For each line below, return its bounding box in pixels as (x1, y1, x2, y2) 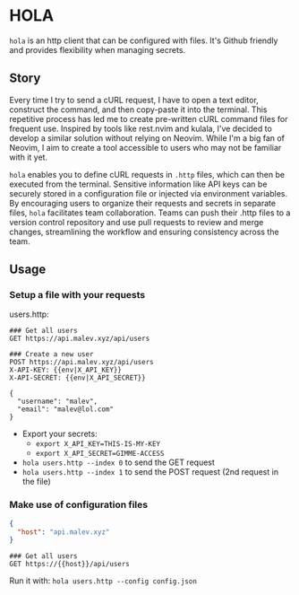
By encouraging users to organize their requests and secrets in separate (9, 197, 276, 208)
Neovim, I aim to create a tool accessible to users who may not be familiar (9, 142, 282, 153)
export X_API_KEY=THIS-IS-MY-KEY (35, 440, 161, 449)
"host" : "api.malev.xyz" (17, 527, 110, 537)
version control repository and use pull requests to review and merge (9, 216, 264, 227)
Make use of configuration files (9, 499, 149, 512)
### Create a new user (9, 350, 94, 359)
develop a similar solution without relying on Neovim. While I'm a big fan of (9, 132, 285, 144)
